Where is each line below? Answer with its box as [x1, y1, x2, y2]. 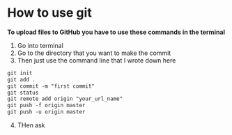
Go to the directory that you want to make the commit [17, 49, 171, 57]
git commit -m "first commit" [7, 82, 95, 90]
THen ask [17, 121, 45, 129]
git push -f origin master [7, 102, 86, 109]
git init [7, 70, 33, 77]
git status [7, 89, 39, 96]
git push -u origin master [7, 109, 86, 116]
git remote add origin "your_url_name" [7, 95, 123, 102]
